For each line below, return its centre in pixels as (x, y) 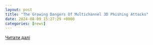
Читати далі (18, 38)
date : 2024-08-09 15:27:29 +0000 (40, 19)
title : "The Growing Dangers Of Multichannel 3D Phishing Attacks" (77, 14)
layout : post (19, 10)
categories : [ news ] (25, 23)
